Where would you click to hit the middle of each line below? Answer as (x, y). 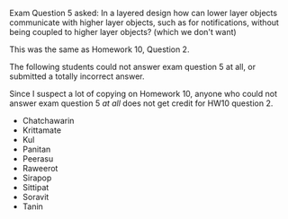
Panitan (36, 149)
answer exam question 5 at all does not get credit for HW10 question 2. (141, 103)
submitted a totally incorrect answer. (77, 76)
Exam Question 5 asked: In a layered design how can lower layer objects (143, 13)
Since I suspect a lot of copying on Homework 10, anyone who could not (143, 94)
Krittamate (41, 130)
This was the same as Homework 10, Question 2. (99, 49)
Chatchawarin (48, 121)
